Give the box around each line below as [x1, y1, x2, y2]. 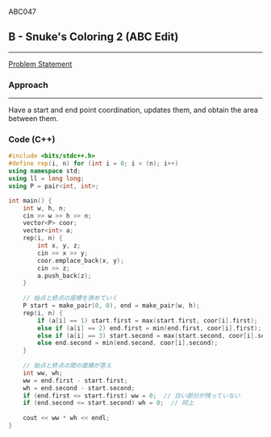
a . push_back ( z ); [37, 272, 92, 280]
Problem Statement [8, 59, 73, 69]
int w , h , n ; [23, 204, 67, 212]
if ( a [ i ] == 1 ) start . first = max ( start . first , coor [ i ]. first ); [37, 316, 258, 325]
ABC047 [8, 7, 36, 16]
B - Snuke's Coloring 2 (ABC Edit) [8, 30, 179, 44]
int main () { [8, 197, 52, 205]
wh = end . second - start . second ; [23, 384, 135, 392]
